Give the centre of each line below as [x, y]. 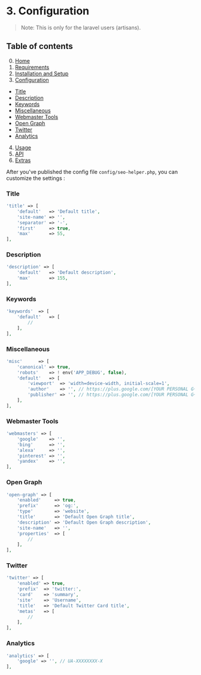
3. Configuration [48, 11]
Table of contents [39, 46]
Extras [23, 160]
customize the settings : [36, 178]
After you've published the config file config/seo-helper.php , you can [92, 172]
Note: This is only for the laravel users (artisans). [81, 28]
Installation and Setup [42, 74]
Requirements [32, 67]
